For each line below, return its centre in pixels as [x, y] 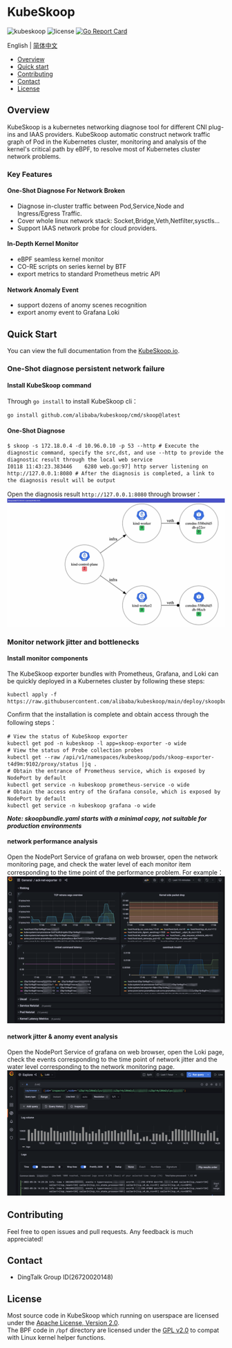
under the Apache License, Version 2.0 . [63, 1323]
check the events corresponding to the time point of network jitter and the [112, 1059]
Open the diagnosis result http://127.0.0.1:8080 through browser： [105, 494]
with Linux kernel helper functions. [56, 1338]
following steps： [32, 722]
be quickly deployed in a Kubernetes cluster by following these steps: [106, 681]
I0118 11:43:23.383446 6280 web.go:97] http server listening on [108, 467]
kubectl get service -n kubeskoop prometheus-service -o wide [98, 785]
